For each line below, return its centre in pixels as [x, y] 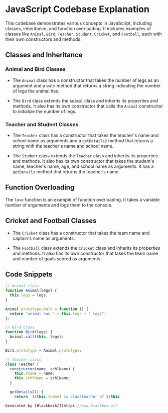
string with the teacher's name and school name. [63, 146]
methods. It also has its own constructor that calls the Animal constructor [88, 106]
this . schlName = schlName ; [42, 378]
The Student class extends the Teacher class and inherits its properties [85, 156]
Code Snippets [29, 274]
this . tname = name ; [35, 374]
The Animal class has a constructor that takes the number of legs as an [86, 80]
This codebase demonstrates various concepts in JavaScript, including [78, 23]
